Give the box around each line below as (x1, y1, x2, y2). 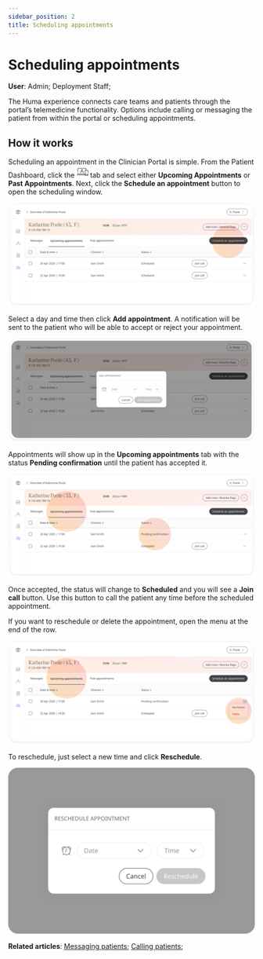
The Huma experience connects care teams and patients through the (8, 97, 231, 106)
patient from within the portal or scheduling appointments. (8, 114, 196, 123)
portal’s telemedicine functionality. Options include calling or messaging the (8, 105, 253, 115)
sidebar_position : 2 (8, 13, 76, 20)
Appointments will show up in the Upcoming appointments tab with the (8, 449, 240, 459)
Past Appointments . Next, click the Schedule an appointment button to (8, 179, 241, 189)
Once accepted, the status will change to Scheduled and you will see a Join (8, 585, 254, 595)
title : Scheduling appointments (8, 20, 113, 29)
